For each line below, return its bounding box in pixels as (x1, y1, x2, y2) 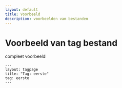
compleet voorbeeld (5, 53, 46, 59)
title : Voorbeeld (5, 12, 41, 17)
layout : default (5, 7, 38, 12)
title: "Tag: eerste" (5, 71, 49, 76)
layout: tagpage (5, 67, 38, 72)
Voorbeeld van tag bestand (5, 37, 118, 48)
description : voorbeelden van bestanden (5, 16, 89, 21)
